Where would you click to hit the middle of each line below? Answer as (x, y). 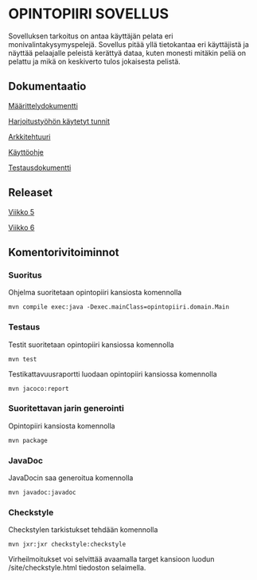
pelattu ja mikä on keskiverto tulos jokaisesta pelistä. (94, 61)
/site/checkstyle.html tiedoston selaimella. (77, 568)
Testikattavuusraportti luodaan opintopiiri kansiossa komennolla (113, 374)
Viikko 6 (21, 227)
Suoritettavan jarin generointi (66, 408)
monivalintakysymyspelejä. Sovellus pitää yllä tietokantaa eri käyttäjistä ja (128, 44)
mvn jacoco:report (39, 389)
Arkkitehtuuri (29, 136)
